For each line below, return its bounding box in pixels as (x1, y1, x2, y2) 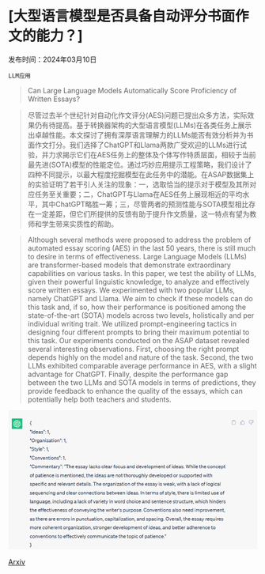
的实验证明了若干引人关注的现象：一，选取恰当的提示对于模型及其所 (27, 179, 250, 189)
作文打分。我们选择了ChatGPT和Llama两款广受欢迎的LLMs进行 (34, 140, 240, 149)
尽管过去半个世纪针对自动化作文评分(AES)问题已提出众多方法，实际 (27, 110, 248, 119)
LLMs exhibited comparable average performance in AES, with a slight (27, 361, 257, 370)
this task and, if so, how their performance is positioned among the (27, 302, 247, 312)
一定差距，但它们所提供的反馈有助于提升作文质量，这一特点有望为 (34, 209, 250, 218)
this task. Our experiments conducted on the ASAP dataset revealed (27, 335, 250, 345)
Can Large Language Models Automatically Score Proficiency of (27, 85, 237, 95)
